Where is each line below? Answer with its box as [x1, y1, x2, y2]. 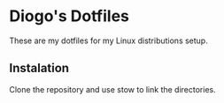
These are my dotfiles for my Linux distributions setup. [9, 35, 208, 46]
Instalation [9, 61, 69, 76]
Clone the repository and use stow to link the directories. [9, 84, 216, 94]
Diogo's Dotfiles [9, 6, 130, 26]
